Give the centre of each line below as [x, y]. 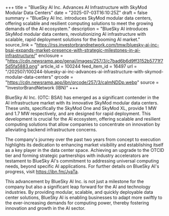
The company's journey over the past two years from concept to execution [83, 139]
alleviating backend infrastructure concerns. [51, 130]
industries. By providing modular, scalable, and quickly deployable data [79, 192]
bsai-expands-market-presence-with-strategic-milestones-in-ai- [73, 50]
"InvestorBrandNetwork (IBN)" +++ [42, 88]
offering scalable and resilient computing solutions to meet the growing [79, 23]
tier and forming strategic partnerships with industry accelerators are [77, 155]
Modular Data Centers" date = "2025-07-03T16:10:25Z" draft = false [76, 13]
